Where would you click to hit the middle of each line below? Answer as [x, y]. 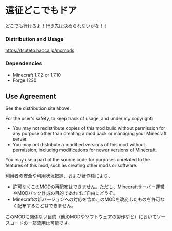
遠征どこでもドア [41, 10]
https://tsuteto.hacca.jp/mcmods [40, 50]
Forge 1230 [25, 80]
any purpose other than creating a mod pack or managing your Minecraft [90, 134]
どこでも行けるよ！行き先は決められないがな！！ [57, 26]
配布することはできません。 [46, 206]
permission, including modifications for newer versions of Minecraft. [85, 150]
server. [20, 139]
